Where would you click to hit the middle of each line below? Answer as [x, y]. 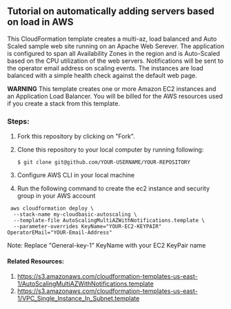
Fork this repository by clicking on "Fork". [76, 137]
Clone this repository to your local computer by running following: [110, 150]
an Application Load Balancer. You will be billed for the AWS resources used [115, 96]
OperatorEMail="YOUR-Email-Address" [60, 233]
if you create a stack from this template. [64, 103]
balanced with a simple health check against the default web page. [102, 75]
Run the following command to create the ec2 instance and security [113, 188]
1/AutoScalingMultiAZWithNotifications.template [85, 284]
